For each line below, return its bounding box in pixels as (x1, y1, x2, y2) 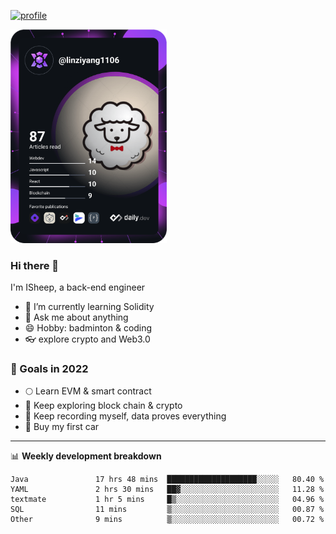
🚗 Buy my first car (24, 421, 100, 433)
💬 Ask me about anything (24, 311, 129, 324)
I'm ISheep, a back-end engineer (10, 281, 146, 294)
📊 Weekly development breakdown (10, 450, 162, 462)
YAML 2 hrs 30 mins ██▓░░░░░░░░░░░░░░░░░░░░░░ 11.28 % (10, 485, 325, 495)
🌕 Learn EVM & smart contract (24, 385, 152, 397)
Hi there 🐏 (10, 258, 60, 272)
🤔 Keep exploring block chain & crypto (24, 400, 183, 412)
